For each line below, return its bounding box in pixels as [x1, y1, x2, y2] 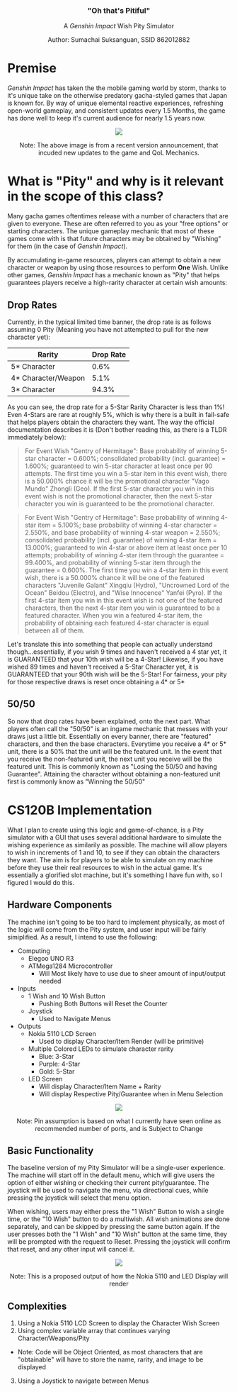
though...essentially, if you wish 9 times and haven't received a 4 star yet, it [7, 647, 227, 656]
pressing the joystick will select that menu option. [7, 1193, 152, 1202]
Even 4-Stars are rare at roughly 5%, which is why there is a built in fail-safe [7, 410, 230, 418]
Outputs [17, 1022, 42, 1030]
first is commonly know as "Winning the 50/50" [7, 777, 146, 786]
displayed [17, 1363, 47, 1371]
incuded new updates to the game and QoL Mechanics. [37, 148, 200, 157]
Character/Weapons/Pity [17, 1334, 90, 1342]
